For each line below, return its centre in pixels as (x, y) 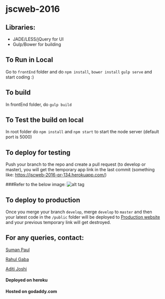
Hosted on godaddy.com (31, 292)
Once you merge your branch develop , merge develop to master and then (79, 212)
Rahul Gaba (17, 259)
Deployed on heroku (27, 280)
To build (18, 93)
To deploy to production (43, 200)
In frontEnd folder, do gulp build (39, 104)
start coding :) (20, 77)
